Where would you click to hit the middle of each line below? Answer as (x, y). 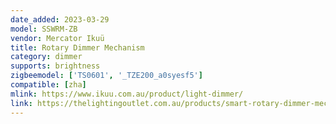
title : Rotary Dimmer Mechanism (77, 47)
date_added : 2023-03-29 (60, 19)
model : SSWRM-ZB (44, 29)
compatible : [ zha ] (48, 85)
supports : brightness (55, 66)
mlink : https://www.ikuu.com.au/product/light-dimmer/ (127, 94)
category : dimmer (46, 57)
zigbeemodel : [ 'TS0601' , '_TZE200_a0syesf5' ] (106, 76)
